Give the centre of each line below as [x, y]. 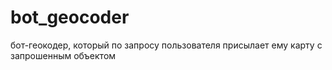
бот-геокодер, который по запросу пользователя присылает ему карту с [166, 45]
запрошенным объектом [63, 55]
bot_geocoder [70, 17]
